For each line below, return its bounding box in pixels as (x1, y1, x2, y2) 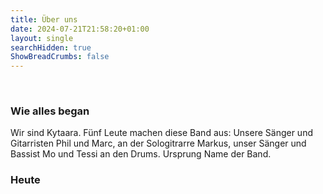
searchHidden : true (10, 42, 92, 53)
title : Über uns (10, 14, 78, 25)
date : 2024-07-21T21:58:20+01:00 (10, 24, 150, 34)
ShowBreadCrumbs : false (10, 52, 110, 62)
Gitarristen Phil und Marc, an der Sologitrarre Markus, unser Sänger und (10, 137, 307, 150)
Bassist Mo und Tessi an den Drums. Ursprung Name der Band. (10, 148, 272, 160)
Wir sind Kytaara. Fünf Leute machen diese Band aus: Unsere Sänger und (10, 127, 313, 139)
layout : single (10, 33, 74, 43)
